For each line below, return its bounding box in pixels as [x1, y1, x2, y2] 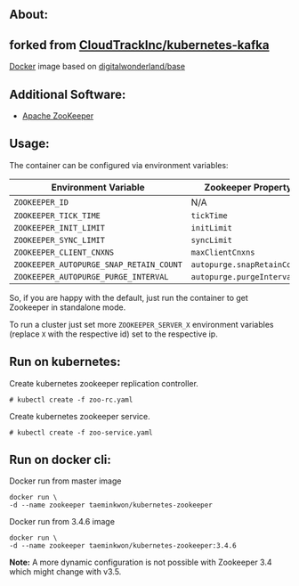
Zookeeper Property [204, 181, 292, 193]
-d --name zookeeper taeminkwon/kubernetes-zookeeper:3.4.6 [9, 541, 238, 550]
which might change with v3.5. [9, 566, 122, 577]
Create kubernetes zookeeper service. [9, 411, 150, 421]
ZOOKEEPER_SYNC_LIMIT [13, 235, 105, 245]
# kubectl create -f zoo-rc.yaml [9, 395, 133, 404]
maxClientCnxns [190, 247, 255, 257]
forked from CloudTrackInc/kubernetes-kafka [9, 37, 270, 53]
